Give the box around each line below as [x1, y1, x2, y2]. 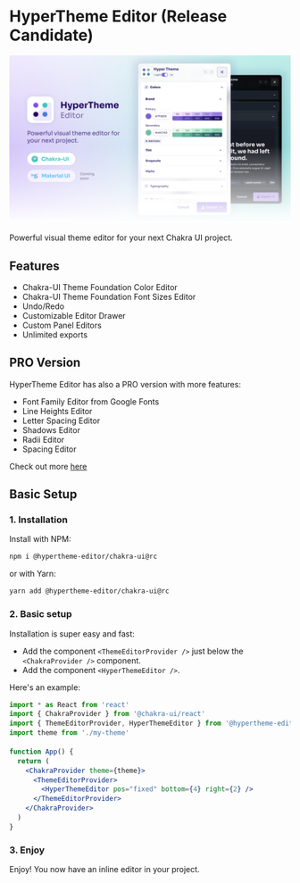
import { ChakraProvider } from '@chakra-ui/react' [9, 710, 205, 719]
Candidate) [9, 25, 94, 46]
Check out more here [9, 461, 87, 471]
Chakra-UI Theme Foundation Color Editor [21, 281, 179, 292]
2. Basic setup [9, 608, 72, 621]
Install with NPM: [9, 534, 71, 545]
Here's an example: [9, 681, 80, 693]
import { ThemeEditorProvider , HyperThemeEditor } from [9, 719, 221, 729]
